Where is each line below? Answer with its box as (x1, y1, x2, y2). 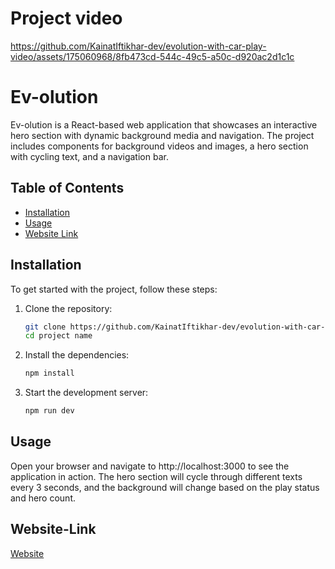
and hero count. (10, 492, 77, 504)
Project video (10, 7, 123, 30)
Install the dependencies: (24, 349, 130, 361)
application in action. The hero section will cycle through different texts (10, 470, 303, 482)
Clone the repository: (24, 302, 113, 314)
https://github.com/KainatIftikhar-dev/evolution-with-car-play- (10, 40, 267, 52)
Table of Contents (10, 180, 125, 197)
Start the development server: (24, 387, 149, 399)
